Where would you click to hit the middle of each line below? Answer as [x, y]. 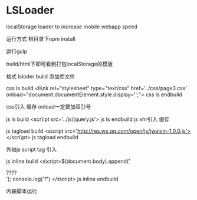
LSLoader [30, 10]
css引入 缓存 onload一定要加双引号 [49, 106]
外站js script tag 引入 [32, 149]
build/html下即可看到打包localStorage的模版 [60, 64]
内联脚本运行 [22, 191]
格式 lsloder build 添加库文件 [41, 76]
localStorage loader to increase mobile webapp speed [72, 27]
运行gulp [17, 51]
